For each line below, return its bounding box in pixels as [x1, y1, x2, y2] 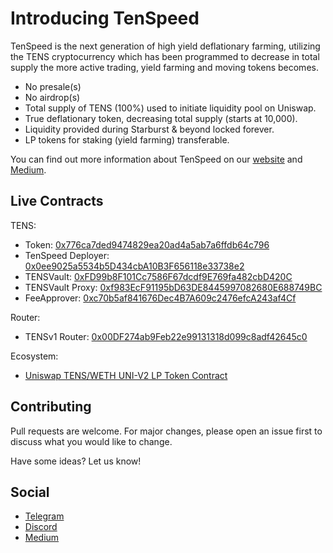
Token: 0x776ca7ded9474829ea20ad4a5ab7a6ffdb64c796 [24, 238, 270, 251]
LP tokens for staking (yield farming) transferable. [24, 133, 230, 146]
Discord [24, 521, 58, 533]
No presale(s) [24, 80, 82, 92]
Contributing [10, 398, 92, 416]
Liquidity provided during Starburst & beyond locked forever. [24, 123, 275, 135]
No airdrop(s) [24, 91, 81, 103]
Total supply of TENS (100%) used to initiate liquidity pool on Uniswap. [24, 102, 317, 114]
